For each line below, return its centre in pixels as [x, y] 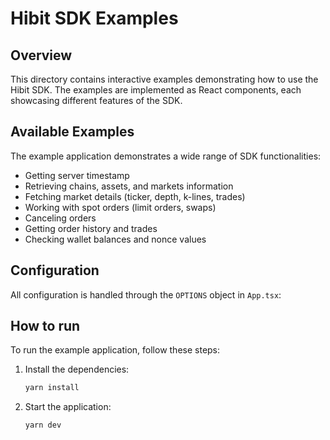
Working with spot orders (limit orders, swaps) [120, 207]
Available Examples [72, 132]
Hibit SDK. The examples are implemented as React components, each [156, 90]
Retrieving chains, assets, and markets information [129, 186]
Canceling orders [60, 218]
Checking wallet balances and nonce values [115, 239]
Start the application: [68, 407]
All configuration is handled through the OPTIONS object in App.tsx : [146, 294]
